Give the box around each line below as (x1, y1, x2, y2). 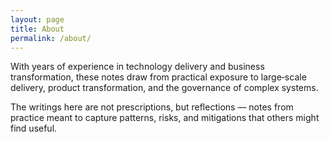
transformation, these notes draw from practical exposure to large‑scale (10, 71, 307, 83)
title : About (10, 24, 65, 34)
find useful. (10, 122, 58, 135)
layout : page (10, 14, 65, 25)
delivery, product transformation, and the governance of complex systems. (10, 82, 319, 94)
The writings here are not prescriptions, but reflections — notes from (10, 101, 294, 113)
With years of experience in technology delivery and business (10, 61, 265, 73)
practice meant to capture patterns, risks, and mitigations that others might (10, 112, 320, 124)
